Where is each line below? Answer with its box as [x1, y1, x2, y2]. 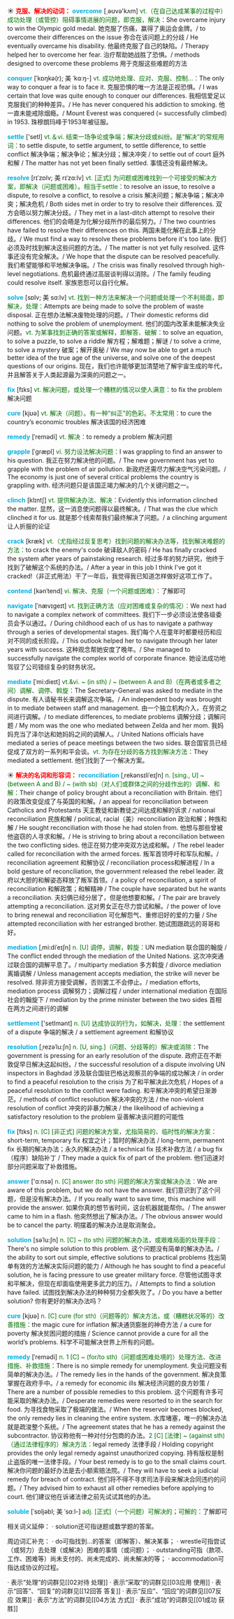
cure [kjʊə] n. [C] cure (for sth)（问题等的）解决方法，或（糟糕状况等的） [7, 1312, 219, 1320]
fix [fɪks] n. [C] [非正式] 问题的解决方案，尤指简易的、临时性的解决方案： [7, 1128, 217, 1135]
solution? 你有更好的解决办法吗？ [7, 1297, 103, 1305]
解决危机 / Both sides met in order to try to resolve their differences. [19, 200, 214, 208]
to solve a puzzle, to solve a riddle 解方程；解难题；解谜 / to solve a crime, [7, 337, 221, 345]
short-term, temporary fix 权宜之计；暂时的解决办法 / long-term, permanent [7, 1136, 225, 1145]
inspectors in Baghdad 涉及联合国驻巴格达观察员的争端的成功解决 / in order [7, 1069, 224, 1077]
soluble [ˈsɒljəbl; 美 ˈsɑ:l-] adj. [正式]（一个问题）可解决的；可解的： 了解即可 [7, 1507, 228, 1516]
